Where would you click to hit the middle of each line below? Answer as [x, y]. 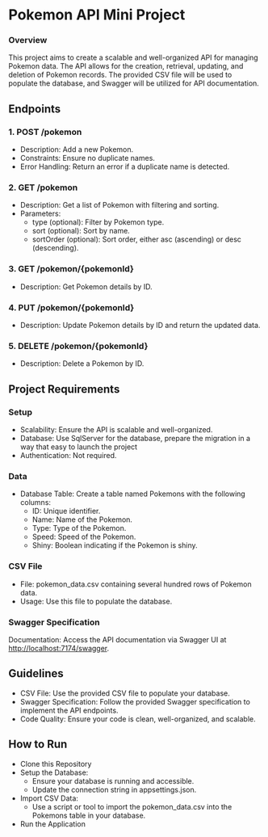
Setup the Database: [54, 772]
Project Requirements [64, 389]
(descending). [55, 248]
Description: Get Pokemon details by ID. [86, 286]
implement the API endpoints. [69, 710]
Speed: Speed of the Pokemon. [84, 537]
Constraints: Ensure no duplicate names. [88, 158]
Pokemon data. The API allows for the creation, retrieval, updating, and [126, 66]
